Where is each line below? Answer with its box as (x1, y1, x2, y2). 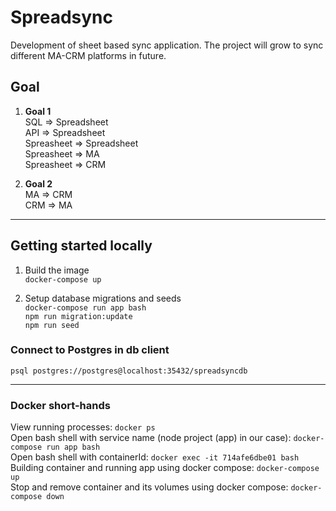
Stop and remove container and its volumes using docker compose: (10, 481, 289, 493)
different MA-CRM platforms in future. (10, 49, 167, 61)
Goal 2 (24, 177, 53, 190)
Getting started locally (10, 237, 153, 255)
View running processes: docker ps (10, 421, 156, 433)
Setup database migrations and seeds (24, 292, 182, 304)
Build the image (24, 264, 90, 276)
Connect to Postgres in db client (10, 343, 170, 357)
